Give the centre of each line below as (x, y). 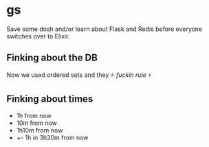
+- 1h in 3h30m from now (52, 137)
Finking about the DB (52, 58)
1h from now (34, 115)
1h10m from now (40, 130)
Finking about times (50, 99)
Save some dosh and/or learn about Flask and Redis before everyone (104, 29)
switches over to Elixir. (38, 36)
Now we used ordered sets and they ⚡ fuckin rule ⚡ (79, 75)
